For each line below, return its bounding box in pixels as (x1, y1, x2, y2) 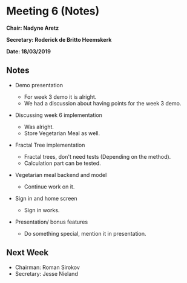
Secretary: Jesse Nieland (15, 270, 79, 277)
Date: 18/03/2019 (6, 47, 51, 55)
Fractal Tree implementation (15, 141, 85, 148)
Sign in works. (24, 206, 60, 213)
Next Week (6, 247, 49, 258)
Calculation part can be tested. (24, 159, 101, 167)
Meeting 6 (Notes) (6, 4, 100, 18)
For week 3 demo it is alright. (24, 93, 97, 101)
